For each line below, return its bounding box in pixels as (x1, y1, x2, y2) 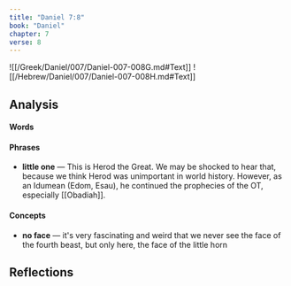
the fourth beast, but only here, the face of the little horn (21, 239, 228, 250)
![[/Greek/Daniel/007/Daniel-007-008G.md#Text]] (9, 62, 192, 73)
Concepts (9, 210, 46, 221)
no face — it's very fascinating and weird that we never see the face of (21, 229, 281, 240)
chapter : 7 (9, 29, 50, 38)
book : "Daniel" (9, 21, 65, 30)
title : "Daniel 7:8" (9, 12, 86, 22)
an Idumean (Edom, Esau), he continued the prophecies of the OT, (21, 181, 264, 191)
